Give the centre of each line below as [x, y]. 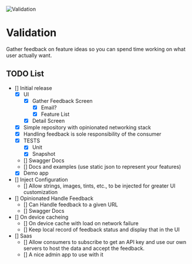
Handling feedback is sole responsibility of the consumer [92, 134]
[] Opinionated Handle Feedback [54, 198]
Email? [49, 107]
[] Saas [23, 236]
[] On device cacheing [41, 217]
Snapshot [44, 154]
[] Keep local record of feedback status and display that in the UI [102, 230]
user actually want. [29, 55]
